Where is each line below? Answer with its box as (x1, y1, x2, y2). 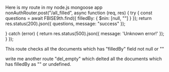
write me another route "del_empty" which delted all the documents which (5, 56, 162, 62)
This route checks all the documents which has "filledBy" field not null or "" (5, 46, 164, 52)
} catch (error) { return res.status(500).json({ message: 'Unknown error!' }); (5, 31, 165, 36)
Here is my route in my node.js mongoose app (5, 5, 102, 10)
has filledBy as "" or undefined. (5, 61, 72, 67)
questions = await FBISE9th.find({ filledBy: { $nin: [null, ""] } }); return (5, 15, 152, 21)
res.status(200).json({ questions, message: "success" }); (5, 20, 125, 27)
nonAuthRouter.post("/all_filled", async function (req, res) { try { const (5, 10, 153, 16)
